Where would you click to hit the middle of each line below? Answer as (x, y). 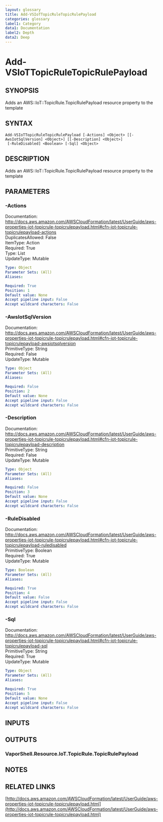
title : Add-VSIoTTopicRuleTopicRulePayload (51, 14)
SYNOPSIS (22, 90)
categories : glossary (27, 19)
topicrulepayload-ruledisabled (36, 545)
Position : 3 (17, 492)
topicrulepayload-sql (27, 646)
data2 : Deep (17, 38)
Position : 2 (17, 391)
